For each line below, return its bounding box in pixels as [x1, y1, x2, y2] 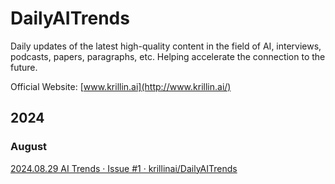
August [10, 140, 48, 154]
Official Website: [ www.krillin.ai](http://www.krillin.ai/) [10, 80, 232, 92]
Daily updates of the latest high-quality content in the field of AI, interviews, [10, 40, 322, 52]
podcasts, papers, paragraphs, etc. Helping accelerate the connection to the [10, 50, 326, 62]
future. [10, 61, 38, 73]
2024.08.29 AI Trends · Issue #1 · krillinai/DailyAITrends [10, 162, 238, 174]
